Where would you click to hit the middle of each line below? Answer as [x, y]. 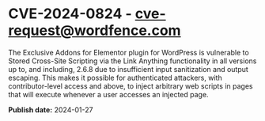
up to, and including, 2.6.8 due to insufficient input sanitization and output [129, 69]
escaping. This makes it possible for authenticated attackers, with [115, 78]
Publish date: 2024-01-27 [51, 110]
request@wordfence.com [95, 30]
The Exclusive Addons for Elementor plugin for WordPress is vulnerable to [129, 52]
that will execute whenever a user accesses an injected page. [108, 94]
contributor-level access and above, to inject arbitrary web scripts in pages [131, 86]
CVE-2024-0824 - [70, 14]
